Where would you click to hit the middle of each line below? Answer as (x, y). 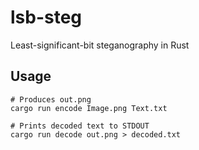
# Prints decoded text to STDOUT (80, 126)
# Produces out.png (51, 99)
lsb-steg (46, 17)
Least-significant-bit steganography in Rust (100, 45)
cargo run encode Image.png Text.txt (89, 108)
